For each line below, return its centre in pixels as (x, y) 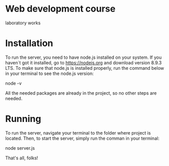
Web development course (61, 9)
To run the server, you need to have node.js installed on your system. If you (83, 57)
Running (23, 119)
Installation (29, 43)
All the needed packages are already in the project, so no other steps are (81, 93)
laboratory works (23, 23)
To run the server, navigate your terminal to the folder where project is (78, 133)
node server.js (20, 148)
